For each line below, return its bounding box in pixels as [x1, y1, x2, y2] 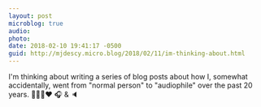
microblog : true [8, 19, 63, 28]
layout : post [8, 11, 53, 20]
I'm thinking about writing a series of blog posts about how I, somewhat [8, 72, 248, 81]
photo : [8, 34, 31, 43]
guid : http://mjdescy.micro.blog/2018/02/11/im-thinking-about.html [8, 49, 246, 58]
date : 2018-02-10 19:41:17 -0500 [8, 42, 122, 50]
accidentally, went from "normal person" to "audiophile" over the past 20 [8, 80, 254, 90]
